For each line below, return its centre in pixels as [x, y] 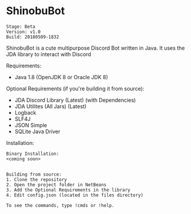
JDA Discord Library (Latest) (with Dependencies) [75, 100]
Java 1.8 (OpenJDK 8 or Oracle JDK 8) [61, 77]
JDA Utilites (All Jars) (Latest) [50, 106]
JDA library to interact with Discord [49, 54]
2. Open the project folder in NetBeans [57, 184]
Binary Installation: [33, 154]
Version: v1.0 [24, 32]
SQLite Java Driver [37, 131]
